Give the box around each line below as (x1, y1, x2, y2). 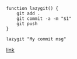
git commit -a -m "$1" (16, 16, 72, 22)
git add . (16, 11, 41, 16)
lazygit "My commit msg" (6, 36, 66, 42)
